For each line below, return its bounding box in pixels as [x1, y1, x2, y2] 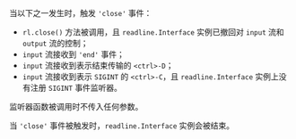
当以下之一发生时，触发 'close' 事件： [9, 8, 152, 18]
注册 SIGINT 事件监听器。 [30, 83, 123, 93]
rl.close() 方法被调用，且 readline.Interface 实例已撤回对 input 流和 [22, 27, 284, 37]
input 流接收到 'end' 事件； [22, 49, 126, 60]
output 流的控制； [22, 38, 89, 48]
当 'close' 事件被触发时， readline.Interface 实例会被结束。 [9, 120, 235, 131]
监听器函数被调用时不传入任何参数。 [9, 102, 144, 111]
